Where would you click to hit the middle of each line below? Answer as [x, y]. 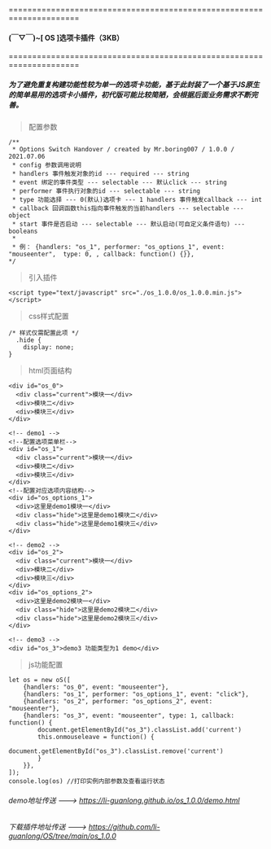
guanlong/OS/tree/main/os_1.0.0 [62, 836]
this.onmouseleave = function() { [96, 737]
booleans [23, 232]
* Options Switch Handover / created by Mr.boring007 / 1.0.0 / [123, 150]
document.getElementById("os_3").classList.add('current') [140, 730]
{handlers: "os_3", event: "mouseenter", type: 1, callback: [129, 716]
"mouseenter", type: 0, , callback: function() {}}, [102, 254]
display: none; [49, 348]
